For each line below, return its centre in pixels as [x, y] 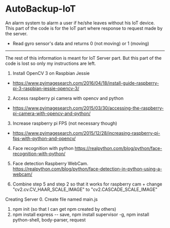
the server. [16, 33]
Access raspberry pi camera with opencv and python [68, 98]
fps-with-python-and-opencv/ [44, 138]
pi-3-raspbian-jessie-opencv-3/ [46, 88]
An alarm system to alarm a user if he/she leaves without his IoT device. [80, 23]
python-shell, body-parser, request [49, 220]
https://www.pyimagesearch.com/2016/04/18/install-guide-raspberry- [86, 83]
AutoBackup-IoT [40, 9]
